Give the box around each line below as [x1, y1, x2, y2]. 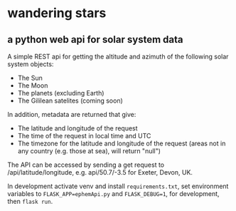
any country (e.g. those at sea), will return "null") [17, 147, 161, 155]
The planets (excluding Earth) [17, 89, 104, 97]
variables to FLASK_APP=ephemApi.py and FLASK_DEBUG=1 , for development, [7, 190, 220, 197]
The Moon [17, 81, 48, 90]
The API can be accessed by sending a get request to [7, 160, 165, 169]
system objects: [7, 60, 54, 68]
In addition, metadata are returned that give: [7, 110, 136, 118]
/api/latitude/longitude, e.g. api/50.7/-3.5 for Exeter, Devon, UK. [7, 168, 193, 176]
